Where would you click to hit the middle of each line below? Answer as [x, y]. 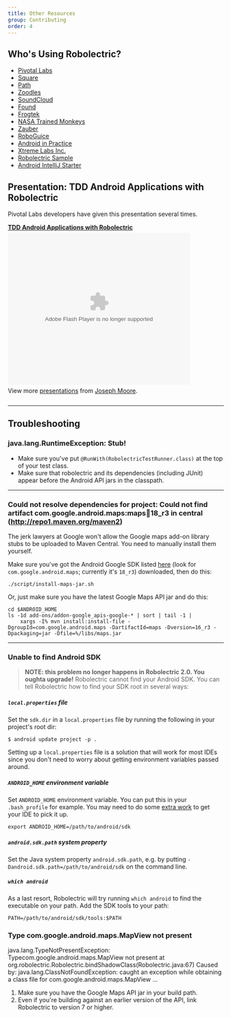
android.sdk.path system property [58, 842]
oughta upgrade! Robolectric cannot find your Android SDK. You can [122, 679]
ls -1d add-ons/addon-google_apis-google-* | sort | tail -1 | [100, 615]
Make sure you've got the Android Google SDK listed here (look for [102, 564]
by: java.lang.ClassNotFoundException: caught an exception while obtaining [115, 972]
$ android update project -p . [52, 739]
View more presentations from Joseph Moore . [73, 391]
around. [19, 767]
